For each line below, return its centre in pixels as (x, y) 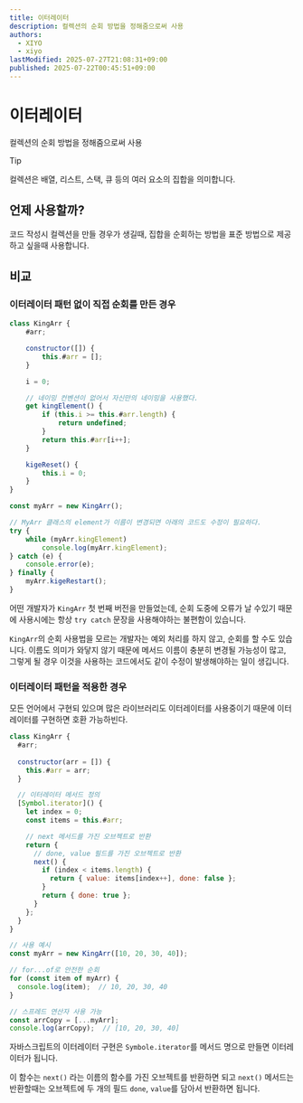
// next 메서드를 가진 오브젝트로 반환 (88, 836)
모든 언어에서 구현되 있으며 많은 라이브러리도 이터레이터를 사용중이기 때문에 (142, 708)
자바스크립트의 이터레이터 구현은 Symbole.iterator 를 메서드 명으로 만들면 (140, 1047)
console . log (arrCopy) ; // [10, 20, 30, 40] (95, 1028)
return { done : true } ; (86, 896)
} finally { (32, 573)
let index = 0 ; (54, 812)
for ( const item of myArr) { (64, 979)
